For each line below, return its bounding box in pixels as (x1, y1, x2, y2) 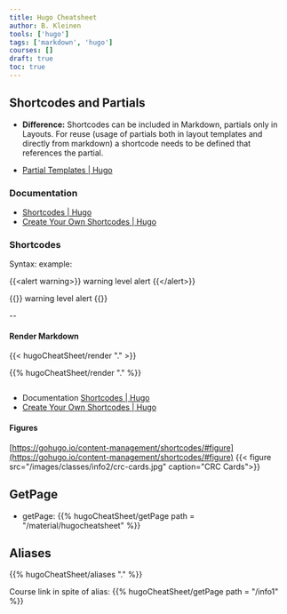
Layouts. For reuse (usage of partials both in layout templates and (21, 128, 263, 139)
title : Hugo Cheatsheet (9, 12, 98, 22)
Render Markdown (9, 331, 79, 341)
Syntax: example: (9, 259, 73, 269)
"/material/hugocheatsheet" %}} (21, 520, 141, 530)
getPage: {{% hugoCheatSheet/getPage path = (21, 510, 195, 521)
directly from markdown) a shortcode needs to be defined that (21, 138, 251, 148)
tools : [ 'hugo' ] (9, 29, 69, 38)
